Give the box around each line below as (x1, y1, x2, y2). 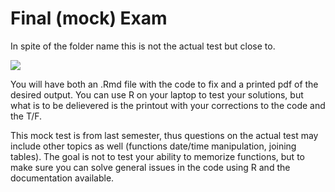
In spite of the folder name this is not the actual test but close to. (10, 40, 276, 52)
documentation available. (10, 172, 115, 184)
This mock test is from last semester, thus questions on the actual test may (10, 129, 319, 141)
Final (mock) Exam (10, 7, 168, 30)
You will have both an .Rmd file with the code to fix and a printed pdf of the (10, 78, 319, 90)
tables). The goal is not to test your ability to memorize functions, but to (10, 150, 305, 162)
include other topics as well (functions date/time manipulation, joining (10, 140, 297, 152)
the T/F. (10, 110, 43, 122)
